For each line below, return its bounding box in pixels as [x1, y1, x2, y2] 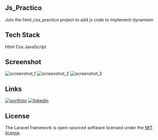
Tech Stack [5, 31, 40, 39]
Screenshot [5, 58, 42, 66]
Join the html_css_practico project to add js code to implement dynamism [5, 17, 154, 22]
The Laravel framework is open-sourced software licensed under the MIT [5, 125, 153, 131]
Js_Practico [5, 4, 42, 12]
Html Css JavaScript [5, 44, 46, 50]
